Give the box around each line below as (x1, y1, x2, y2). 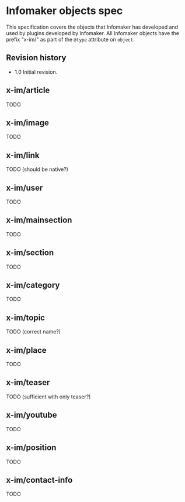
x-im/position (6, 443, 57, 453)
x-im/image (6, 118, 50, 128)
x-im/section (6, 247, 54, 258)
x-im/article (6, 85, 50, 95)
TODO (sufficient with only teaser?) (6, 393, 91, 400)
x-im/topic (6, 312, 46, 322)
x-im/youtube (6, 410, 57, 420)
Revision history (6, 53, 67, 63)
